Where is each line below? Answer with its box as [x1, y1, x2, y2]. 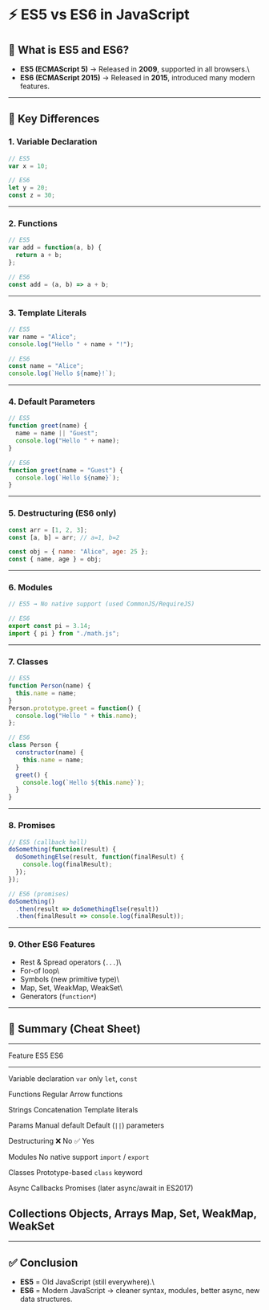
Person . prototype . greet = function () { [8, 704, 142, 712]
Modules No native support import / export [8, 1153, 150, 1162]
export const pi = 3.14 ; [8, 622, 91, 631]
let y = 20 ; [8, 184, 48, 192]
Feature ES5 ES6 [8, 1051, 64, 1060]
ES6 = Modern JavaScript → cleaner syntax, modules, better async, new [19, 1286, 260, 1295]
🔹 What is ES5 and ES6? [8, 43, 130, 56]
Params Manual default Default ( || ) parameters [8, 1120, 165, 1130]
